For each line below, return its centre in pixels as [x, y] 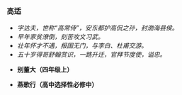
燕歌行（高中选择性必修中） [57, 85]
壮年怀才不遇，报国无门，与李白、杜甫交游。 [82, 46]
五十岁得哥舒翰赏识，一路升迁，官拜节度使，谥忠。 [91, 55]
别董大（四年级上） [45, 69]
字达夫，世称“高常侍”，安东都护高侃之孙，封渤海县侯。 [97, 28]
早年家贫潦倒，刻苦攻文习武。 [60, 37]
